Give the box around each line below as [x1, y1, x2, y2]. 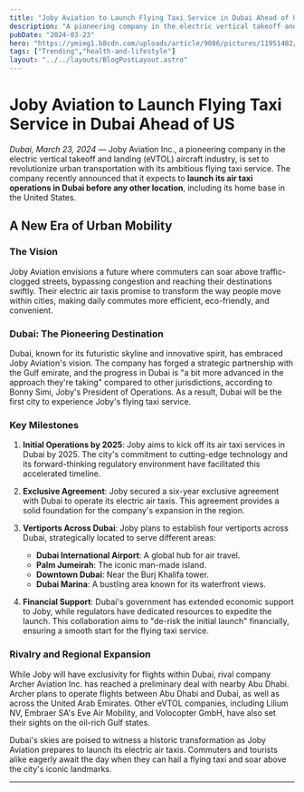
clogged [9, 276, 41, 287]
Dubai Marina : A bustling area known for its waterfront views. [35, 579, 267, 590]
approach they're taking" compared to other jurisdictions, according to [9, 376, 273, 387]
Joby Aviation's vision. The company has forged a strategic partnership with [9, 357, 294, 368]
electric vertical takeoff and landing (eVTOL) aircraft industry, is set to [9, 153, 270, 164]
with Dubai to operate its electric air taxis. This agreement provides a [22, 495, 280, 506]
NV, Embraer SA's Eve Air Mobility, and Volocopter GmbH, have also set [9, 707, 276, 718]
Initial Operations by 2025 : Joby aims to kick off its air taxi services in [22, 439, 285, 450]
